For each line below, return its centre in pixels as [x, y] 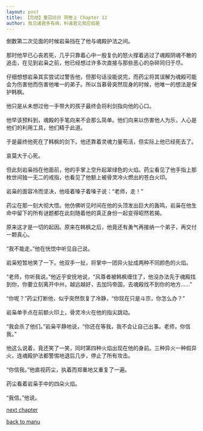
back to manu [23, 422]
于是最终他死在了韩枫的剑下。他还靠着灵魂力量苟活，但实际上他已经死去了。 [101, 142]
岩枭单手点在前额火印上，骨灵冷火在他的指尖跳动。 [70, 313]
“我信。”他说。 [23, 398]
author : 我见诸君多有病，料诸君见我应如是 [53, 23]
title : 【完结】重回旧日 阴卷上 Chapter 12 [57, 18]
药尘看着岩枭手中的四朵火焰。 [43, 384]
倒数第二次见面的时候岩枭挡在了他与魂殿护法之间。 [70, 41]
